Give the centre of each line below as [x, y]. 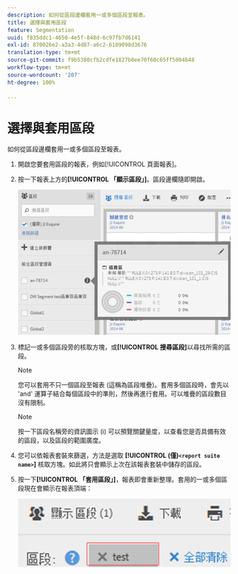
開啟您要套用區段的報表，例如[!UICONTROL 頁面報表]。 [99, 164]
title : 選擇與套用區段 [37, 22]
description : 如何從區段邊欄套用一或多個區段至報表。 [78, 15]
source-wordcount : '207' [44, 75]
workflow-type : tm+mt [39, 67]
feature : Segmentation [41, 30]
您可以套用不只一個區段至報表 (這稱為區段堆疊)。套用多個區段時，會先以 [123, 384]
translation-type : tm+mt [44, 53]
